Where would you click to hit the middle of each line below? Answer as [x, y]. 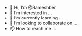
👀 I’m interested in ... [31, 13]
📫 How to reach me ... [33, 28]
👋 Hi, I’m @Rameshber [33, 8]
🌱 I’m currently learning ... [36, 18]
